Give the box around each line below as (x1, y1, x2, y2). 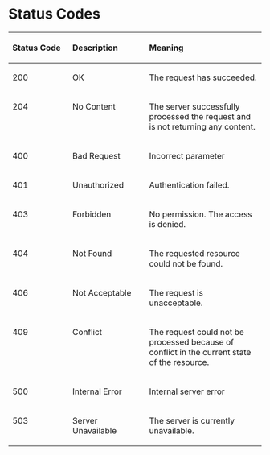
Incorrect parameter (149, 150, 225, 161)
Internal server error (149, 386, 225, 397)
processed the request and (149, 110, 252, 122)
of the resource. (149, 356, 210, 367)
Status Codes (8, 5, 100, 23)
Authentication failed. (149, 179, 230, 190)
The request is (149, 287, 203, 298)
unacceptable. (149, 297, 203, 308)
